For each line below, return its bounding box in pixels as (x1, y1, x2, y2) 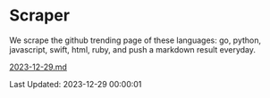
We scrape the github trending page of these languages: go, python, (9, 35, 262, 45)
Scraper (9, 5, 70, 26)
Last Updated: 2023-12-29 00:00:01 (9, 78, 142, 89)
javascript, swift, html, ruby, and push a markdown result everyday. (9, 44, 257, 54)
